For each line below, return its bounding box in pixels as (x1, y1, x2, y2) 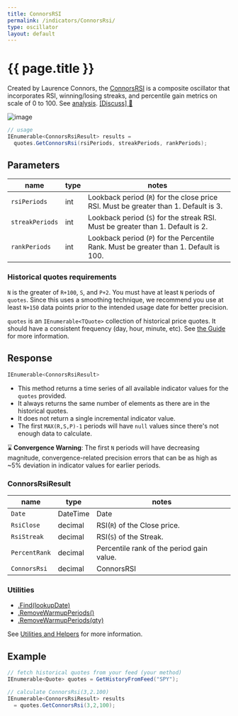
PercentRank (11, 548, 52, 557)
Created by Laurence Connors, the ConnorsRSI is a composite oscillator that (7, 84, 230, 93)
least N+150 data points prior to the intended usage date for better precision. (7, 302, 229, 312)
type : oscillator (7, 23, 59, 30)
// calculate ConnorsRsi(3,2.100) (7, 688, 110, 695)
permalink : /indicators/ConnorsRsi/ (7, 17, 115, 24)
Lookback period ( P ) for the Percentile (87, 233, 215, 243)
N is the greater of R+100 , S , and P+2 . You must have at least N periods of (7, 288, 215, 296)
